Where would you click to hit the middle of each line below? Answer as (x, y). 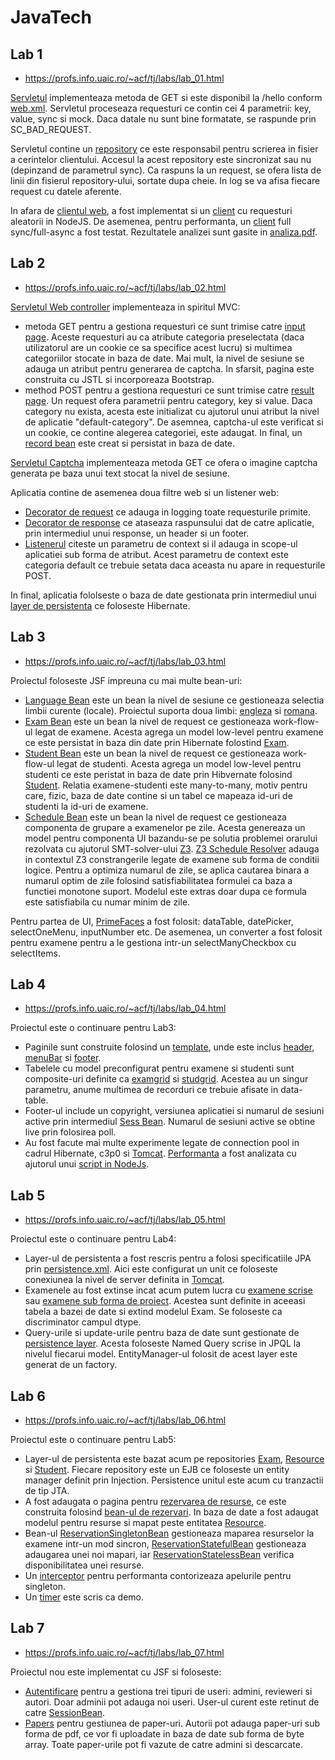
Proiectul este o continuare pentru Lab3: (93, 1028)
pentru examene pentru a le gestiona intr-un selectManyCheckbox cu (153, 942)
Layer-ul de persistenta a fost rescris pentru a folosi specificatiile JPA (168, 1258)
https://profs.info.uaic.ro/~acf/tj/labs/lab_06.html (125, 1420)
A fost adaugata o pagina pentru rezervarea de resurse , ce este (155, 1502)
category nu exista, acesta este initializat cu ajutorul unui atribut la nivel (172, 411)
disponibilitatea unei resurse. (84, 1565)
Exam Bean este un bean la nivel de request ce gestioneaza (148, 721)
